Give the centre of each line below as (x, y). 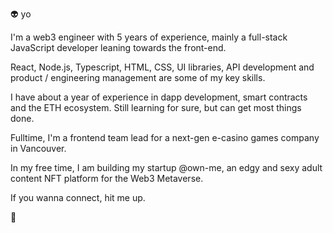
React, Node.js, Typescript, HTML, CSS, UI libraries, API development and (162, 67)
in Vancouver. (38, 148)
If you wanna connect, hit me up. (78, 197)
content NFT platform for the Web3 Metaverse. (107, 178)
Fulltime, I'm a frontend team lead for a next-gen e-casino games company (165, 137)
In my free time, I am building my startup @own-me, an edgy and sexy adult (166, 167)
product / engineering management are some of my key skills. (138, 77)
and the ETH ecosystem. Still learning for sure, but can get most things (156, 107)
